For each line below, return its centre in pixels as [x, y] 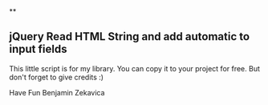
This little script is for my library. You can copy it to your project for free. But [134, 68]
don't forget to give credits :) [56, 77]
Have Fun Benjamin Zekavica [57, 92]
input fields [38, 49]
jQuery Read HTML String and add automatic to [130, 36]
